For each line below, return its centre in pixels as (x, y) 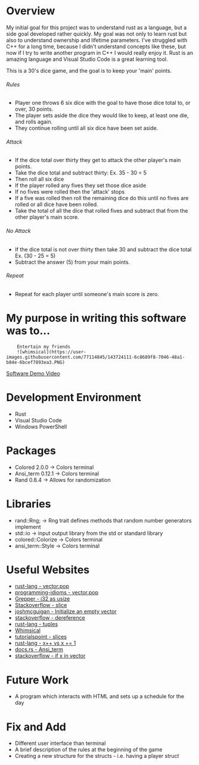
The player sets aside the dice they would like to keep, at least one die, (102, 116)
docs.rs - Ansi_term (39, 649)
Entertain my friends (43, 347)
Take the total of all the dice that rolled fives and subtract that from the (101, 211)
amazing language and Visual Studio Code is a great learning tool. (87, 59)
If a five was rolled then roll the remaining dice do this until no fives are (102, 198)
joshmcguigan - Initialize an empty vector (66, 611)
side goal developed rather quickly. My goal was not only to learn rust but (97, 33)
